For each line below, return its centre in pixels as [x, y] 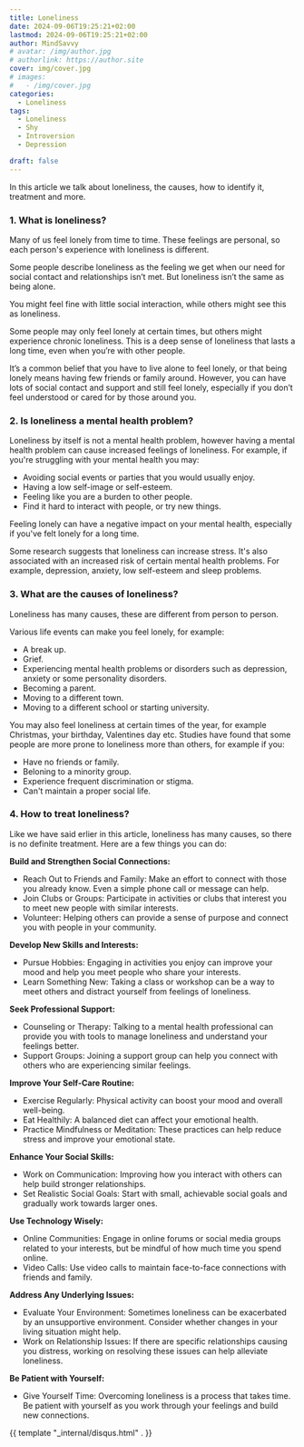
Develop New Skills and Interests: [74, 944]
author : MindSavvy [44, 43]
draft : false [34, 161]
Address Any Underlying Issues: [72, 1294]
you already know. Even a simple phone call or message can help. [146, 888]
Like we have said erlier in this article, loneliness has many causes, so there [151, 833]
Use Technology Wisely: [57, 1221]
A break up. [44, 649]
